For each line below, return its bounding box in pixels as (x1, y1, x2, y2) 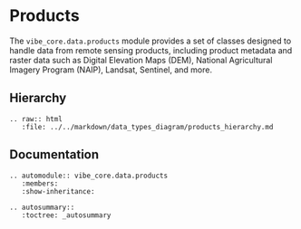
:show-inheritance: (21, 186, 95, 196)
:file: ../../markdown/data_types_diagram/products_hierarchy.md (21, 122, 274, 131)
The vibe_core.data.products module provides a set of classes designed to (9, 35, 292, 46)
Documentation (9, 147, 100, 163)
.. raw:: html (9, 114, 63, 123)
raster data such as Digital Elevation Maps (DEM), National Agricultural (9, 54, 273, 65)
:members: (21, 178, 59, 188)
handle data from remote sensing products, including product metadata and (9, 44, 293, 55)
